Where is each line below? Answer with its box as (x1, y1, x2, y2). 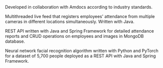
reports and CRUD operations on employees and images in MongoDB (5, 34, 144, 39)
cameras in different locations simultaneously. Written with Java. (5, 19, 135, 24)
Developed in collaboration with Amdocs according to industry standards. (5, 4, 153, 10)
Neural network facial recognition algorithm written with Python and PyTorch (5, 48, 159, 53)
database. (5, 38, 25, 44)
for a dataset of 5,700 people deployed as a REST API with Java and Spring (5, 53, 156, 59)
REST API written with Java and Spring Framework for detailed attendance (5, 28, 154, 34)
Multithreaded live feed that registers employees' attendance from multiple (5, 14, 155, 19)
